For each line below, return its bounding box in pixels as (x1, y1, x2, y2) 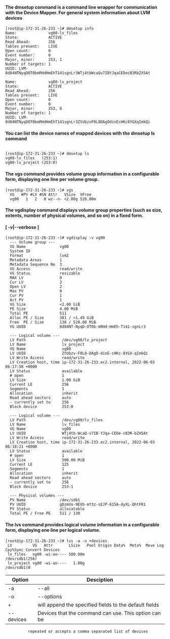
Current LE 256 (10, 382, 69, 387)
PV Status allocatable (10, 506, 85, 512)
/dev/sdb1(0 (5, 565, 30, 570)
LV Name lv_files (10, 422, 80, 427)
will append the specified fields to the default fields (37, 601, 159, 608)
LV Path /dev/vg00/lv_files (10, 418, 103, 423)
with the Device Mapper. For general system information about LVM (5, 9, 150, 15)
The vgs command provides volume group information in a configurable (5, 171, 159, 177)
